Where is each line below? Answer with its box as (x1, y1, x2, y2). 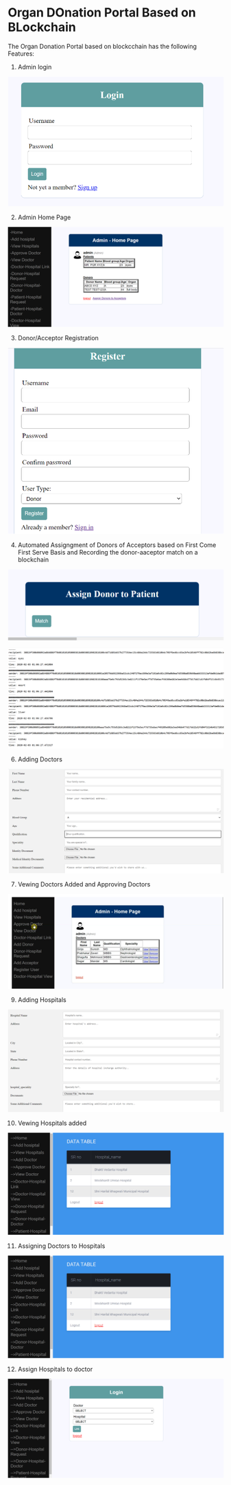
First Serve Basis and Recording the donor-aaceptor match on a (17, 548, 198, 556)
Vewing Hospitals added (17, 1119, 87, 1127)
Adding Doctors (17, 755, 62, 763)
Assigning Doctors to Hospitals (17, 1242, 106, 1250)
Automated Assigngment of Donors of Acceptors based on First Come (17, 541, 217, 549)
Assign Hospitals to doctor (17, 1365, 93, 1374)
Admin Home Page (17, 213, 71, 221)
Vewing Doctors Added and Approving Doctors (17, 880, 151, 889)
